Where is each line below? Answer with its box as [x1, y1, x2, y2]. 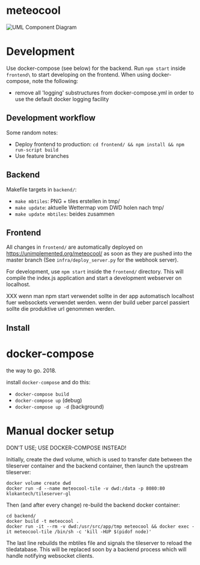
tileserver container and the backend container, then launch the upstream [6, 462, 189, 469]
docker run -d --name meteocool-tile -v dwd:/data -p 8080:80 [6, 485, 165, 492]
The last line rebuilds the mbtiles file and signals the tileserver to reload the [6, 539, 192, 546]
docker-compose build [14, 391, 69, 398]
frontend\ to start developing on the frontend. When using [6, 70, 151, 78]
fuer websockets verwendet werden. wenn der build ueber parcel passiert [6, 299, 190, 306]
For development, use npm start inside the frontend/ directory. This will [6, 268, 184, 275]
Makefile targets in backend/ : [6, 186, 77, 193]
